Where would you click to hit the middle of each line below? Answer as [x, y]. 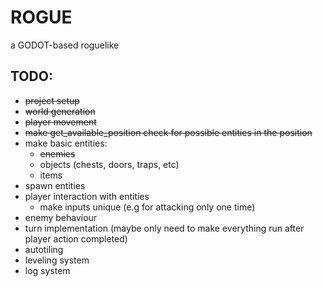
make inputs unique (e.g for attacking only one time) [147, 207]
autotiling [44, 249]
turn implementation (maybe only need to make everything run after [164, 228]
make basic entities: [66, 143]
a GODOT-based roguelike [65, 45]
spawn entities [55, 185]
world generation [60, 111]
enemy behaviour [61, 217]
